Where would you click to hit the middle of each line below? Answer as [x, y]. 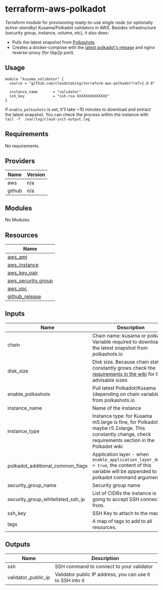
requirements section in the [123, 440]
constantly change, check [122, 434]
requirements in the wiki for [123, 374]
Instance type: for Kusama [122, 416]
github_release [24, 296]
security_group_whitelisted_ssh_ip [46, 499]
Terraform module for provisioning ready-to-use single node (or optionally [79, 22]
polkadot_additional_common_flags [48, 465]
